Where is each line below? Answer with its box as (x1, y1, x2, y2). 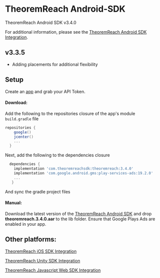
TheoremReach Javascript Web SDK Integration (5, 267, 101, 273)
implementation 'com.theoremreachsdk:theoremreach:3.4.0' (14, 166, 134, 171)
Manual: (5, 200, 22, 206)
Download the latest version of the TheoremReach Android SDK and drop (5, 211, 152, 216)
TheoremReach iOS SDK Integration (5, 248, 77, 254)
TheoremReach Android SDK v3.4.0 (5, 20, 77, 25)
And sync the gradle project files (5, 189, 71, 194)
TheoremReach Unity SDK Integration (5, 257, 80, 263)
